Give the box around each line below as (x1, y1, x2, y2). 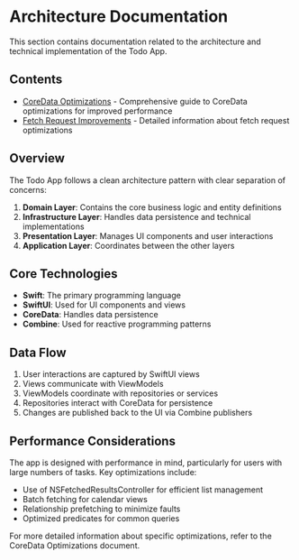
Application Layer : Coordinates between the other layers (22, 240, 235, 251)
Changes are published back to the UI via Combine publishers (22, 408, 253, 418)
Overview (9, 151, 66, 166)
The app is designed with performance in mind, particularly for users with (9, 457, 283, 468)
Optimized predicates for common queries (22, 513, 180, 524)
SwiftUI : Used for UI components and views (22, 299, 186, 310)
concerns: (9, 184, 48, 195)
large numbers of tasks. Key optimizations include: (9, 467, 197, 477)
